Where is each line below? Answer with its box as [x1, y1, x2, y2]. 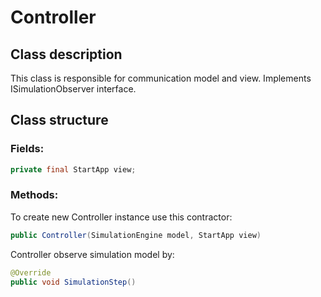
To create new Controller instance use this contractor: [10, 211, 233, 223]
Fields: [10, 142, 45, 156]
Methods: [10, 188, 59, 202]
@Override [10, 267, 52, 278]
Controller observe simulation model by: [10, 248, 175, 260]
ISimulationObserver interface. [10, 83, 137, 95]
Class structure [10, 112, 109, 129]
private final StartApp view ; [10, 164, 137, 175]
